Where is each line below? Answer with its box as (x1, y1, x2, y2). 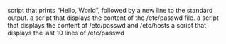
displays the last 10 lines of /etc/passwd (7, 28, 124, 37)
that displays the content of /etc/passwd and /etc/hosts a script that (7, 21, 207, 29)
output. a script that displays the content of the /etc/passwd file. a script (7, 13, 219, 22)
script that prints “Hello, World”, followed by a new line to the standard (7, 6, 213, 14)
